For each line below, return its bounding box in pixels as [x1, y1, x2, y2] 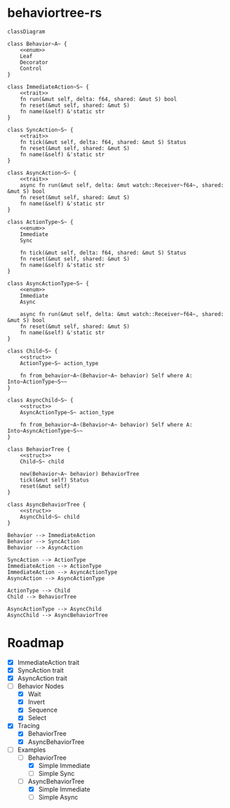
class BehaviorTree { [7, 446, 71, 453]
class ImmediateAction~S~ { [7, 83, 90, 91]
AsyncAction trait [17, 674, 68, 682]
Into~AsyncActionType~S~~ [7, 427, 83, 435]
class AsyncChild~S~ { [7, 397, 74, 404]
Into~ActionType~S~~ [7, 378, 68, 385]
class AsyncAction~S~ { [7, 169, 77, 176]
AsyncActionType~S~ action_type [20, 409, 114, 416]
